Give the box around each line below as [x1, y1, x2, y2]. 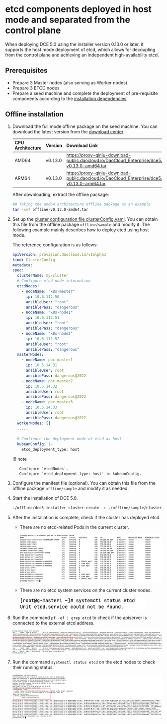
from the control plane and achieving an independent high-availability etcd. [5, 51, 159, 58]
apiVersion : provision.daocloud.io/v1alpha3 [12, 252, 106, 257]
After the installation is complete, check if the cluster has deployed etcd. [12, 514, 161, 520]
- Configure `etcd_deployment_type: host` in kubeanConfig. [14, 471, 142, 477]
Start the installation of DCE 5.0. [12, 495, 78, 501]
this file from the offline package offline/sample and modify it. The [12, 221, 150, 227]
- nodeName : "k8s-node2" [21, 331, 73, 336]
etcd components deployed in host [5, 3, 152, 15]
